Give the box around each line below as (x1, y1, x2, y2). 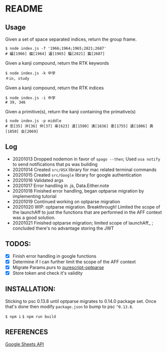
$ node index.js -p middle (5, 118, 62, 123)
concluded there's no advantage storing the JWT (12, 225, 114, 231)
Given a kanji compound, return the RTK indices (5, 85, 104, 91)
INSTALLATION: (5, 285, 56, 293)
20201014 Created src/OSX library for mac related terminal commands (12, 166, 157, 172)
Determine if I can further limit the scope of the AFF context (12, 259, 136, 265)
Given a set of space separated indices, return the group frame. (5, 36, 137, 42)
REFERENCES (5, 328, 49, 336)
